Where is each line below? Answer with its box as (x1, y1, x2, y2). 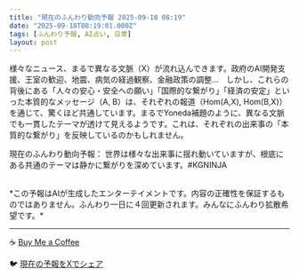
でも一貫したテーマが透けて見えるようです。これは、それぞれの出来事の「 (9, 119, 282, 130)
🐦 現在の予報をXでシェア (9, 258, 104, 269)
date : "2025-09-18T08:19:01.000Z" (9, 21, 138, 30)
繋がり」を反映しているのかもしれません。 (32, 130, 189, 140)
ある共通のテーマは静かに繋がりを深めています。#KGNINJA (9, 160, 228, 170)
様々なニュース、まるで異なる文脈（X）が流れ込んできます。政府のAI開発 (9, 63, 279, 74)
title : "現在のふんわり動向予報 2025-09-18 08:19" (9, 12, 186, 22)
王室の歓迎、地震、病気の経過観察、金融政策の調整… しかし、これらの (24, 75, 289, 85)
